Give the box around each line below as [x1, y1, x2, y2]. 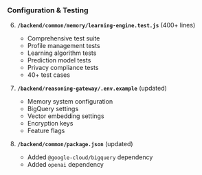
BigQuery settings [27, 105, 79, 113]
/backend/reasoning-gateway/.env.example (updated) [16, 84, 167, 93]
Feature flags [27, 126, 65, 135]
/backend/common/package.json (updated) [16, 140, 133, 148]
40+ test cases [27, 71, 71, 79]
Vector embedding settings [27, 112, 104, 120]
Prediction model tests [27, 56, 91, 65]
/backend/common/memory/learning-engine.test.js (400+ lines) [16, 21, 196, 30]
